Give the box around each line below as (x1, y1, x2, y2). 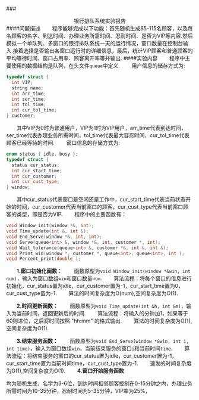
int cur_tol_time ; (11, 107, 58, 113)
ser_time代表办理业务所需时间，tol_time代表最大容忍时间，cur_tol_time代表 (6, 132, 190, 139)
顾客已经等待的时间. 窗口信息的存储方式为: (6, 139, 121, 146)
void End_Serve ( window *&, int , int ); (6, 234, 102, 240)
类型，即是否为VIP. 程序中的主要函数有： (16, 211, 127, 218)
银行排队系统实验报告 (74, 17, 126, 24)
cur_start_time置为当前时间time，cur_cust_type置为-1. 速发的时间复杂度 (6, 360, 192, 367)
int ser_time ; (11, 96, 46, 102)
